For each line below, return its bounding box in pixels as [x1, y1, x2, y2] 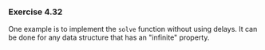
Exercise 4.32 [8, 6, 63, 17]
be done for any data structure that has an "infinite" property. [8, 33, 210, 42]
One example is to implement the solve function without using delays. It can [8, 25, 258, 34]
